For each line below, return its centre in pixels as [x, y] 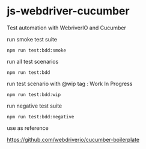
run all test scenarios [33, 61]
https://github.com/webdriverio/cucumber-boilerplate [73, 139]
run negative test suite [35, 106]
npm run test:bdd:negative [41, 117]
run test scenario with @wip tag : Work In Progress [70, 84]
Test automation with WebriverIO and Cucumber [67, 28]
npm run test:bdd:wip [34, 94]
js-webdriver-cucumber [68, 11]
